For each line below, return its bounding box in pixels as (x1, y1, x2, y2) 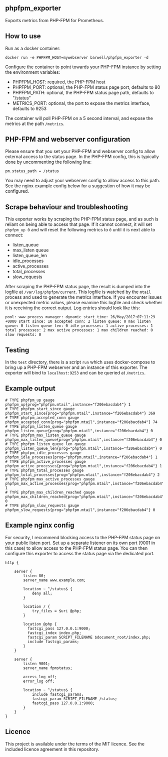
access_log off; (23, 674, 57, 679)
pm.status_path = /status (5, 169, 59, 174)
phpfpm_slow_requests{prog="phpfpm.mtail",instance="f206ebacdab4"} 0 (5, 507, 155, 513)
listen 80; (23, 573, 46, 578)
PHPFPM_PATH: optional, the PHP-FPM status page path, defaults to (12, 89, 154, 95)
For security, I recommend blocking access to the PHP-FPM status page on (5, 534, 160, 540)
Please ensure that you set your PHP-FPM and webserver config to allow (5, 148, 155, 155)
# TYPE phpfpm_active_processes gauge (5, 459, 86, 464)
